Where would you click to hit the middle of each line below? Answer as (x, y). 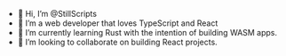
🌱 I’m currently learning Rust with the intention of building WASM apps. (147, 32)
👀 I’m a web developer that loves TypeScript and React (118, 23)
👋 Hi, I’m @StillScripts (57, 14)
